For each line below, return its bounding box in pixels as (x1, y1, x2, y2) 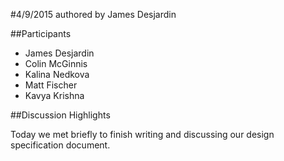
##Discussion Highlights (10, 109, 111, 121)
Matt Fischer (24, 79, 78, 91)
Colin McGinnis (24, 58, 88, 69)
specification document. (10, 139, 111, 151)
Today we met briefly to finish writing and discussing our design (10, 129, 275, 140)
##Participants (10, 28, 72, 39)
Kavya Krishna (24, 90, 85, 101)
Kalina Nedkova (24, 69, 90, 80)
